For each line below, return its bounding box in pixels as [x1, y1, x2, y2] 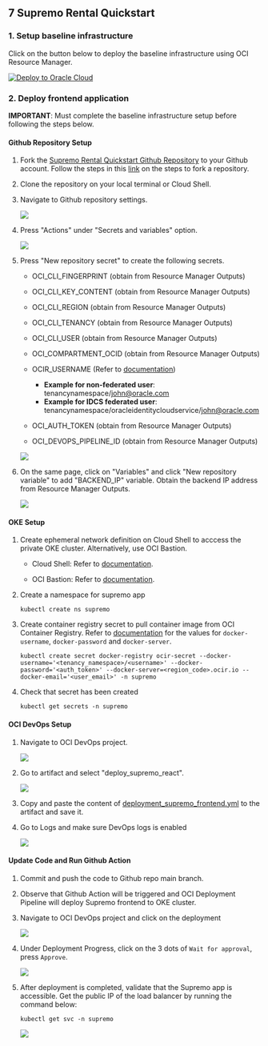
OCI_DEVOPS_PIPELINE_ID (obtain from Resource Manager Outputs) [31, 436, 258, 447]
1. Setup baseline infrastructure [8, 30, 134, 42]
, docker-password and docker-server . [49, 636, 172, 647]
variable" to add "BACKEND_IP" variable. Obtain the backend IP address [19, 475, 258, 485]
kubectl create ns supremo [19, 606, 110, 614]
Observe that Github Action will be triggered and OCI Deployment [19, 888, 236, 899]
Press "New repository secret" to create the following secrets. [19, 256, 225, 266]
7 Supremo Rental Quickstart [8, 6, 155, 20]
